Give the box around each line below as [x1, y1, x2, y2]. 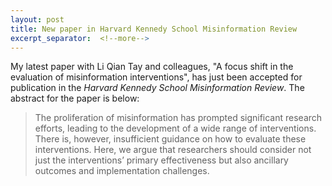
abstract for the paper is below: [10, 92, 140, 105]
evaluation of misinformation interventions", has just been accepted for [10, 71, 303, 83]
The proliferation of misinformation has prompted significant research [34, 112, 323, 124]
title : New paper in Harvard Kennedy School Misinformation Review [10, 24, 298, 34]
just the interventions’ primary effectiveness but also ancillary [34, 154, 289, 166]
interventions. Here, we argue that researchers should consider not [34, 144, 312, 156]
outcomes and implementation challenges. [34, 165, 210, 177]
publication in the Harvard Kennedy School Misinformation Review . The [10, 82, 305, 94]
